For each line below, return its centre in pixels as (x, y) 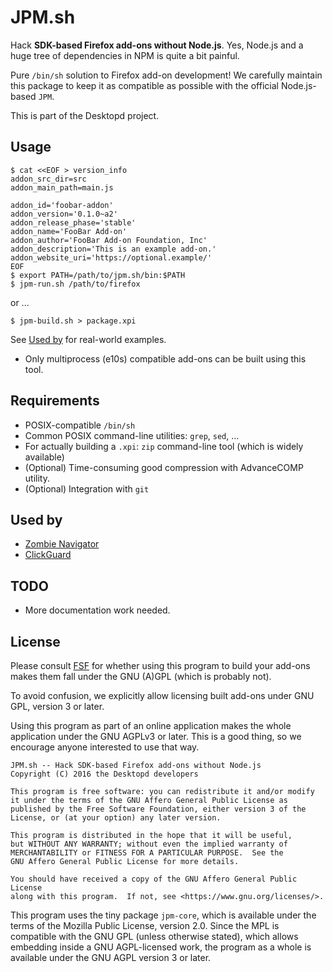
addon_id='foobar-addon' (62, 205)
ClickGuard (48, 555)
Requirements (55, 401)
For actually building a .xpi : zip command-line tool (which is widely (164, 446)
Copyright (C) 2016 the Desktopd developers (104, 774)
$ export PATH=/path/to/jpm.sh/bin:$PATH (98, 275)
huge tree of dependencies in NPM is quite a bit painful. (125, 55)
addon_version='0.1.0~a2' (64, 214)
